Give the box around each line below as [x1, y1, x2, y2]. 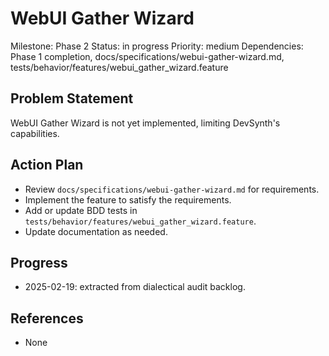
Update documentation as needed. [24, 225, 168, 237]
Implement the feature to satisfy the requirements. [24, 193, 232, 206]
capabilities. [10, 127, 60, 139]
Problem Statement [10, 90, 134, 107]
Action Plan [10, 157, 84, 174]
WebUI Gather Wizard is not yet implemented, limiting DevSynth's [10, 117, 281, 129]
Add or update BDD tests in [24, 204, 138, 216]
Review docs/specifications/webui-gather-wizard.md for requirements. [24, 183, 320, 195]
